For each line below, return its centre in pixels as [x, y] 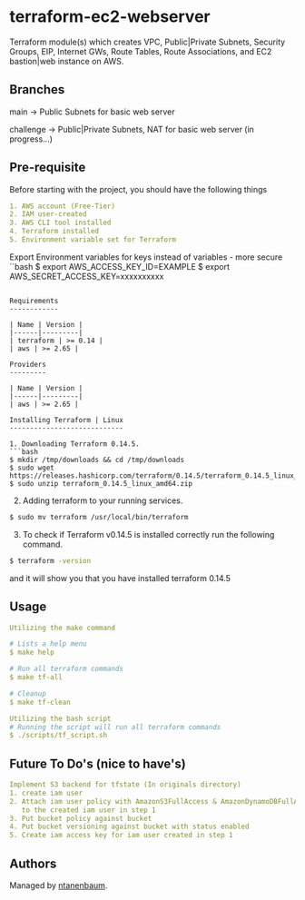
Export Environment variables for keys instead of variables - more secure [146, 257]
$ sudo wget [32, 468]
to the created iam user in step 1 [89, 810]
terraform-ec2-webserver [110, 17]
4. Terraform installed [54, 232]
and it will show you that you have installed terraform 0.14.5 [120, 578]
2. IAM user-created [49, 214]
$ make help [32, 653]
